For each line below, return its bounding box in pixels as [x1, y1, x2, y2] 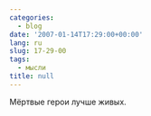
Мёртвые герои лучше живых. [9, 96, 127, 107]
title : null [9, 72, 54, 81]
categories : [9, 13, 54, 22]
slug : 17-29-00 [9, 47, 67, 56]
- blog [17, 22, 42, 31]
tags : [9, 55, 30, 64]
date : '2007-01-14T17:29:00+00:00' [9, 30, 144, 39]
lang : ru [9, 38, 42, 48]
